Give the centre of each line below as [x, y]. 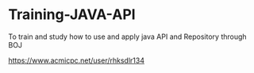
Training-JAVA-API [72, 15]
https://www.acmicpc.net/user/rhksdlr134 [77, 60]
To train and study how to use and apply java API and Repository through [128, 36]
